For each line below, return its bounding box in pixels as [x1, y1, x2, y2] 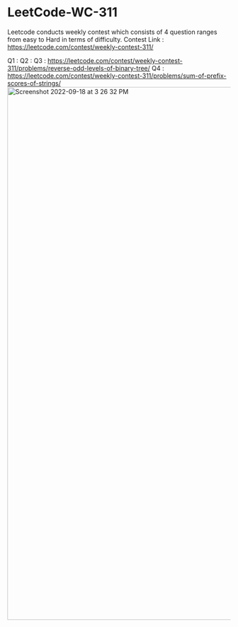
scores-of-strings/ [7, 79, 62, 87]
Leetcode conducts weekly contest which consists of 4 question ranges [7, 28, 217, 36]
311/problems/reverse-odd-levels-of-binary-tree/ [7, 64, 151, 72]
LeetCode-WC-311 [7, 4, 118, 21]
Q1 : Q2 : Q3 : [7, 56, 46, 64]
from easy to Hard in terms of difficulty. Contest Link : [7, 35, 164, 43]
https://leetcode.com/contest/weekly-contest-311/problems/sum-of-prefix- [7, 71, 227, 80]
